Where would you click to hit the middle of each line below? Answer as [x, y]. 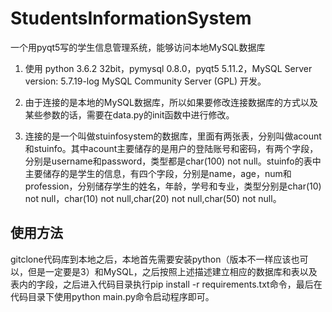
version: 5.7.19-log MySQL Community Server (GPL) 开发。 [145, 81]
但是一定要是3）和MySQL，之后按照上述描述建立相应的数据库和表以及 [172, 271]
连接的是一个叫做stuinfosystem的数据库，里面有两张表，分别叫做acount [173, 136]
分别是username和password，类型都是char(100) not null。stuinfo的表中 [173, 161]
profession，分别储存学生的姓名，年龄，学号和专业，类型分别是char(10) [173, 186]
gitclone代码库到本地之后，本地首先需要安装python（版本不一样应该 [151, 259]
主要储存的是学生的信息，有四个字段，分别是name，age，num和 [158, 173]
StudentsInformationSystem [131, 18]
